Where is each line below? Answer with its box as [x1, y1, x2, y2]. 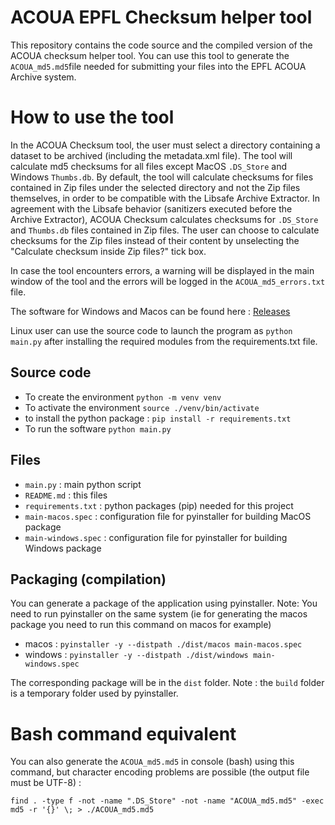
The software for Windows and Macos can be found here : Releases [10, 305, 291, 317]
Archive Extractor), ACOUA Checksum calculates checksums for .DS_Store [10, 213, 319, 225]
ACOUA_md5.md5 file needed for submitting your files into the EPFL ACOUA [10, 60, 307, 72]
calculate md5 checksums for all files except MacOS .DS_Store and [10, 160, 287, 172]
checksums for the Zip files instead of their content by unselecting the [10, 234, 300, 246]
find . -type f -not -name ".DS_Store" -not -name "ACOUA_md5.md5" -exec [10, 796, 325, 806]
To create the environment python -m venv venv [24, 391, 222, 403]
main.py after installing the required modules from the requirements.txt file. [10, 335, 318, 347]
